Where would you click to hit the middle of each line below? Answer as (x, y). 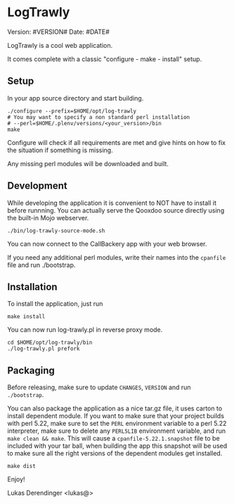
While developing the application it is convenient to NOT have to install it (112, 203)
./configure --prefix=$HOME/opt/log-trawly (72, 111)
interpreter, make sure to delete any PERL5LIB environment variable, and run (117, 431)
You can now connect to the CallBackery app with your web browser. (107, 244)
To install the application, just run (55, 304)
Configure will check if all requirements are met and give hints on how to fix (117, 142)
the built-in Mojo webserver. (48, 218)
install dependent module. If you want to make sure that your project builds (116, 416)
